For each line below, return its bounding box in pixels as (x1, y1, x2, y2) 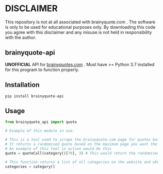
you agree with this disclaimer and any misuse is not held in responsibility (5, 29, 152, 35)
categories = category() (5, 164, 55, 169)
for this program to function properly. (5, 67, 79, 72)
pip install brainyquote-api (5, 93, 64, 99)
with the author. (5, 35, 36, 40)
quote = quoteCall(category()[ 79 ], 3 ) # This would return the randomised (5, 151, 160, 156)
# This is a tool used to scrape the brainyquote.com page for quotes (5, 137, 151, 142)
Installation (5, 81, 40, 89)
